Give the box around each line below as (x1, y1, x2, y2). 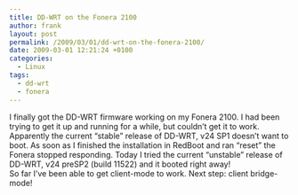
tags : (9, 71, 29, 80)
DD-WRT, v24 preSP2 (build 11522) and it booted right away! (9, 159, 231, 169)
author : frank (9, 21, 62, 30)
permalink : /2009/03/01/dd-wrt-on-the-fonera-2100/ (9, 37, 205, 47)
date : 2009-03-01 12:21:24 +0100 (9, 46, 133, 55)
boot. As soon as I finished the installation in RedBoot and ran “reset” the (9, 139, 276, 151)
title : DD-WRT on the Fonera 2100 (9, 12, 138, 22)
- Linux (17, 63, 46, 72)
